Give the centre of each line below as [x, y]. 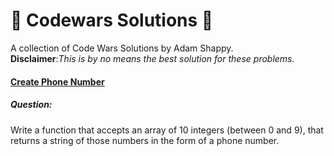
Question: [31, 105]
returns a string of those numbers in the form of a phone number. [145, 140]
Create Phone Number [57, 81]
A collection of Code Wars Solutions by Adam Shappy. [122, 48]
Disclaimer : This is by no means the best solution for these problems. [152, 58]
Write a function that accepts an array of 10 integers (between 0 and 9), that [167, 130]
